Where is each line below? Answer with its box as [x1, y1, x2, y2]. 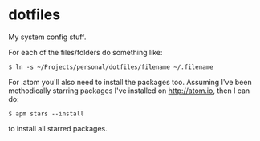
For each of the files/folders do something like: [8, 47, 163, 57]
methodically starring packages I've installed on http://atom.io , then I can [8, 86, 250, 95]
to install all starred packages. [8, 123, 108, 133]
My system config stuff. [8, 32, 87, 42]
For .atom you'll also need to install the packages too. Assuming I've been [8, 77, 252, 87]
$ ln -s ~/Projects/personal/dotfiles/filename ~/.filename [8, 62, 214, 71]
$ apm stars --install [8, 110, 84, 118]
